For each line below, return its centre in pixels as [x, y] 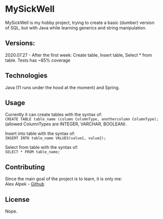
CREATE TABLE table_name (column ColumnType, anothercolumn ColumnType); [82, 119]
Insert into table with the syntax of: [40, 134]
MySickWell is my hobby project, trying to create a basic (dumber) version [80, 23]
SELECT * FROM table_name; [33, 152]
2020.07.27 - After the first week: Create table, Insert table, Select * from [79, 55]
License [17, 199]
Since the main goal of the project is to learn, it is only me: [64, 179]
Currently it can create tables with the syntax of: [54, 115]
